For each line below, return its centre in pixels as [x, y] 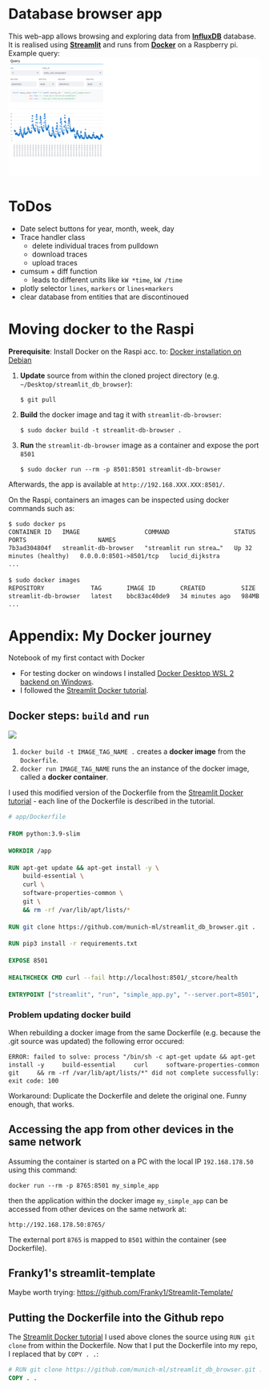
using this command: [43, 1170]
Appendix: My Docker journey [110, 636]
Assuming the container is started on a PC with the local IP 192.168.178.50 [131, 1161]
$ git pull [38, 399]
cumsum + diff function [58, 271]
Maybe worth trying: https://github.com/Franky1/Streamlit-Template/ [121, 1293]
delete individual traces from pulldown [95, 245]
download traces [60, 254]
